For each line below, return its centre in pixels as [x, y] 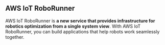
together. [15, 37]
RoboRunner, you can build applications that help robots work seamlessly [82, 31]
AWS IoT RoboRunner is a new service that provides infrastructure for [80, 20]
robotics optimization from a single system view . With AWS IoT [73, 26]
